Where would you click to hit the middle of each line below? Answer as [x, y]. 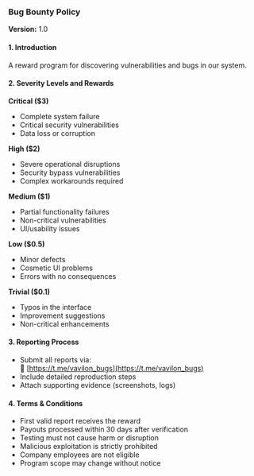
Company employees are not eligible [80, 455]
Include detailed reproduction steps [78, 377]
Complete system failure [60, 116]
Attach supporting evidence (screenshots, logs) [98, 385]
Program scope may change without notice [90, 463]
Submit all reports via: [55, 359]
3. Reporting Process [44, 342]
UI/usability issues [50, 228]
